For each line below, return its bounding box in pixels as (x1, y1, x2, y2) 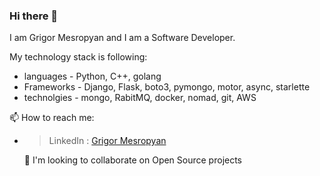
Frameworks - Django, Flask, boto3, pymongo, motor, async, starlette (23, 81, 311, 93)
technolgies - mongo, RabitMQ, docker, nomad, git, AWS (23, 92, 257, 104)
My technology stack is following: (9, 51, 148, 63)
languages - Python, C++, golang (23, 70, 162, 83)
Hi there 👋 (9, 9, 59, 23)
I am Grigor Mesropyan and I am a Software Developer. (9, 32, 236, 44)
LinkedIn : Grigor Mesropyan (48, 135, 167, 147)
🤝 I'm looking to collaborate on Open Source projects (23, 154, 243, 166)
